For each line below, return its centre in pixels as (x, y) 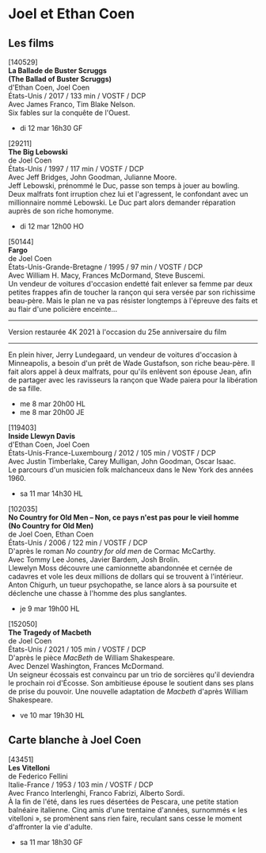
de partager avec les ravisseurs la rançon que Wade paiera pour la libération (133, 380)
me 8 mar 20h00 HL (52, 404)
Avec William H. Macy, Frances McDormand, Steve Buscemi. (107, 275)
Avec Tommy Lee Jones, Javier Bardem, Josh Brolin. (94, 559)
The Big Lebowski (38, 152)
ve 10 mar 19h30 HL (52, 715)
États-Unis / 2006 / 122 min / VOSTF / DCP (78, 543)
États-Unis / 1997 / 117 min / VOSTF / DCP (76, 169)
